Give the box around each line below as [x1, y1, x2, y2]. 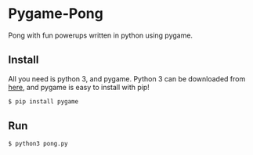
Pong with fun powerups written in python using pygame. [8, 31, 193, 40]
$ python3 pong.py [8, 140, 68, 148]
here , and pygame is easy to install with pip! [8, 82, 150, 92]
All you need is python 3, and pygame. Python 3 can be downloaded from [8, 74, 246, 83]
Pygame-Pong [8, 5, 103, 23]
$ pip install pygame [8, 97, 79, 106]
